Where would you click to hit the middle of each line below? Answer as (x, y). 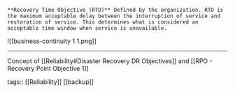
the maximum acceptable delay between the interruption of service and (114, 16)
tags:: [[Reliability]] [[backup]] (51, 82)
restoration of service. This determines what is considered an (103, 22)
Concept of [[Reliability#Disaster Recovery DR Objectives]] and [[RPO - (110, 61)
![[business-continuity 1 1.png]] (52, 41)
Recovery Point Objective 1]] (48, 68)
